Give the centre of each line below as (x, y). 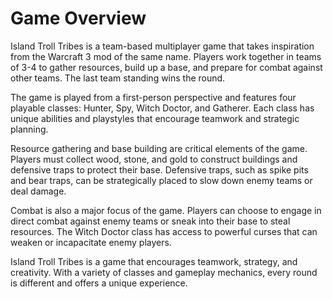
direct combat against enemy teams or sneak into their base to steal (150, 221)
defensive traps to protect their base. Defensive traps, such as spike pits (159, 169)
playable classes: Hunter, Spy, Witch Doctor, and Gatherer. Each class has (162, 108)
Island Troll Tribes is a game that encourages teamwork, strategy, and (154, 261)
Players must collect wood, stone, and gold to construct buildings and (154, 159)
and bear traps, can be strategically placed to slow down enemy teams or (161, 180)
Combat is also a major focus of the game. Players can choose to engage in (166, 210)
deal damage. (38, 191)
